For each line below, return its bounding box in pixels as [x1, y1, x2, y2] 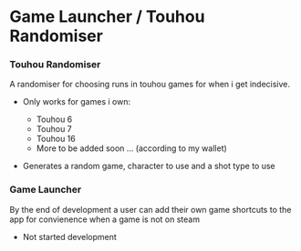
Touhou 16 [36, 134, 76, 145]
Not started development [22, 231, 117, 242]
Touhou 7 [36, 124, 73, 135]
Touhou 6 [36, 114, 73, 125]
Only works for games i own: [22, 96, 130, 107]
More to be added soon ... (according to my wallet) [36, 143, 228, 154]
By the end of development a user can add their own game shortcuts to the [9, 204, 292, 215]
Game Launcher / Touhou [9, 6, 205, 27]
